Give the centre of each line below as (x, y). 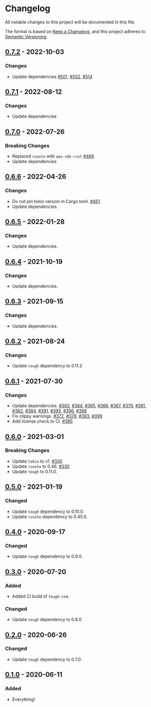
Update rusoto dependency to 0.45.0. (50, 516)
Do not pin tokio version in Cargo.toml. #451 (56, 201)
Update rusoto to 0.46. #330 (41, 466)
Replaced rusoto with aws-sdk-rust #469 (53, 156)
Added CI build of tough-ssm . (41, 596)
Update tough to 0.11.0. (34, 471)
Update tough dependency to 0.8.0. (47, 620)
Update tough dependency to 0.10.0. (48, 511)
